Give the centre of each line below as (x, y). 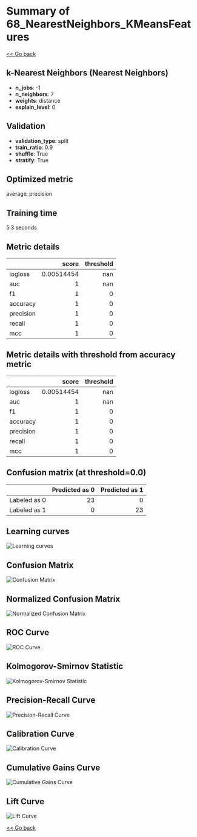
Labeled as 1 (28, 510)
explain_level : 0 (35, 107)
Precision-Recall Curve (51, 700)
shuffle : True (32, 154)
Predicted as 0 (73, 489)
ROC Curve (28, 632)
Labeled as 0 (28, 500)
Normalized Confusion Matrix (63, 599)
